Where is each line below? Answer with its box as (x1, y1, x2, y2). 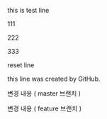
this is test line (7, 6, 50, 14)
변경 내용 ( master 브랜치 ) (7, 89, 81, 98)
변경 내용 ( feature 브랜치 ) (7, 104, 82, 113)
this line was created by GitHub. (7, 74, 101, 83)
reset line (7, 61, 35, 69)
